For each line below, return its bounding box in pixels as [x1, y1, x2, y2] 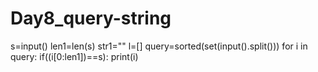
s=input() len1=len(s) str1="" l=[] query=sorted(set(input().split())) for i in [10, 40, 308, 52]
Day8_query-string [10, 7, 172, 30]
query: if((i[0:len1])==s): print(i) [10, 50, 139, 62]
